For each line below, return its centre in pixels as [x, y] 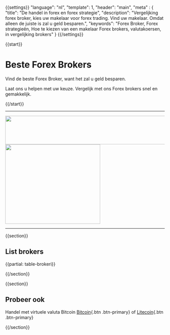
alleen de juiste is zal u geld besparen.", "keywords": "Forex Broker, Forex [82, 23]
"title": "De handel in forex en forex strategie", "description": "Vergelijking [82, 13]
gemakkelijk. [18, 94]
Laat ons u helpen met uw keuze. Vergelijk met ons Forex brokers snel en [81, 88]
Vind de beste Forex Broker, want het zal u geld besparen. [66, 79]
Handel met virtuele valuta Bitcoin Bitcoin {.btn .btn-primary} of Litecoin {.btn [84, 312]
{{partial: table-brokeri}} [30, 264]
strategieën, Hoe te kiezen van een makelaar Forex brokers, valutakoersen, [83, 29]
